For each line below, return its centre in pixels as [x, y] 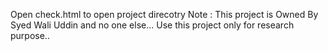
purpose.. [30, 35]
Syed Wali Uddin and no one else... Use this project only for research [152, 25]
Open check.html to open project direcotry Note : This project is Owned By [164, 14]
